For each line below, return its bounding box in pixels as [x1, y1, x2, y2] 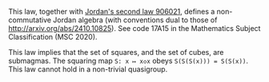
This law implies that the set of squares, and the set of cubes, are [8, 48, 224, 57]
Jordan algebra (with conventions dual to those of [53, 15, 218, 25]
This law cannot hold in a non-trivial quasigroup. [8, 64, 168, 74]
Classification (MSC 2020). [8, 32, 98, 41]
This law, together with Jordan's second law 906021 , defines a [8, 7, 215, 16]
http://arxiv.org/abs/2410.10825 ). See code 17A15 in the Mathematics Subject [8, 24, 261, 33]
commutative [8, 15, 52, 25]
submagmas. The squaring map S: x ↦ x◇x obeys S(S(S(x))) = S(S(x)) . [8, 56, 249, 65]
